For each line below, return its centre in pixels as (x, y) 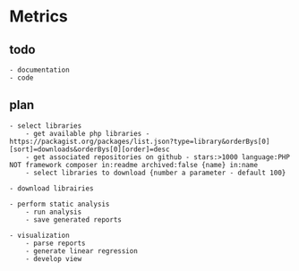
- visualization (39, 235)
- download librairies (51, 188)
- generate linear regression (82, 251)
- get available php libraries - (88, 133)
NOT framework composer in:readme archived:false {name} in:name (133, 165)
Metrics (39, 17)
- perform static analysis (60, 204)
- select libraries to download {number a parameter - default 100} (156, 173)
